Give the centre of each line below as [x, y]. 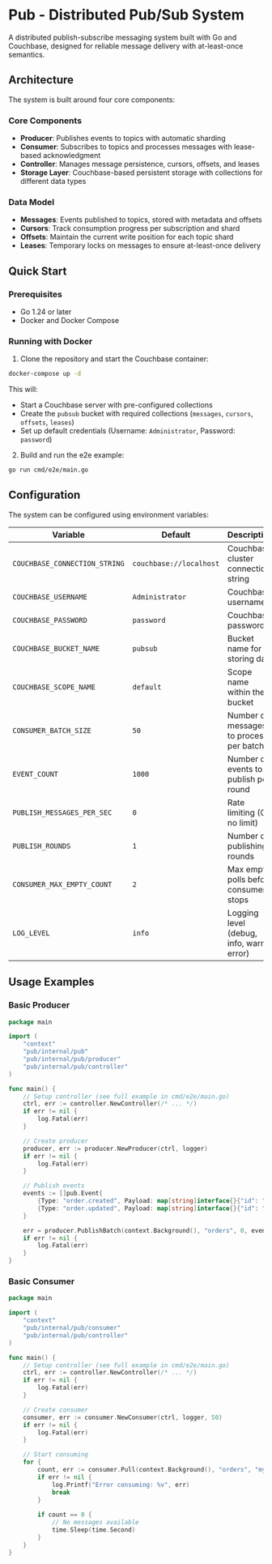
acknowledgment [72, 156]
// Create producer [56, 1141]
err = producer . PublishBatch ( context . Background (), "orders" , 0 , [136, 1230]
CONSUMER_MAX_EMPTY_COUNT [62, 884]
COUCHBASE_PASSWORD [50, 620]
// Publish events [54, 1186]
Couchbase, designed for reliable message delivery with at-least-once [126, 45]
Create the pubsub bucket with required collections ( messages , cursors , [136, 414]
